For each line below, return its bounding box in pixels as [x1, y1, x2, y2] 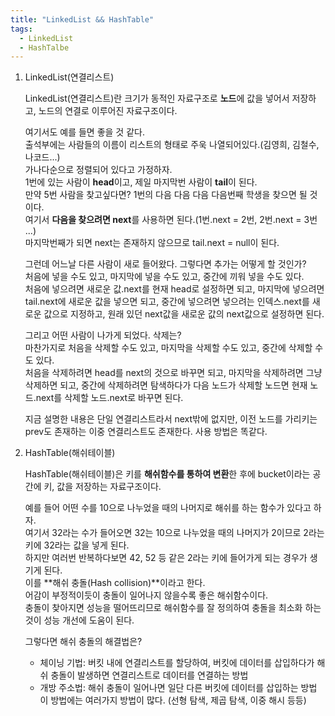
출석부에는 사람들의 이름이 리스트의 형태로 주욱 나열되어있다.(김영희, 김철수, [24, 139, 320, 151]
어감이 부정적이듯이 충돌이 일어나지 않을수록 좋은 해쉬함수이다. [24, 589, 269, 601]
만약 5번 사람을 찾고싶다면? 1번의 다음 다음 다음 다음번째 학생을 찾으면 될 [24, 189, 308, 201]
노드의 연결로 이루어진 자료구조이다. [38, 105, 178, 117]
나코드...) [24, 151, 61, 163]
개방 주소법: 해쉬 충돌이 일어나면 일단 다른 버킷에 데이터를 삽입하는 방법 [39, 682, 318, 694]
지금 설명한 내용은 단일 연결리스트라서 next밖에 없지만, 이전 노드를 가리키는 [24, 413, 318, 425]
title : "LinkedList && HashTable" [10, 14, 155, 25]
